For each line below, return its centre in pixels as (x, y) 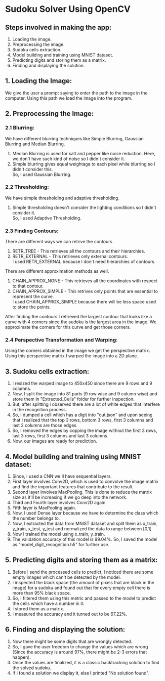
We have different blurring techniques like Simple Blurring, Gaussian (75, 138)
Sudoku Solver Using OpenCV (68, 9)
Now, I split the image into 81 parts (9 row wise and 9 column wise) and (84, 394)
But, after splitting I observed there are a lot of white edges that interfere (86, 404)
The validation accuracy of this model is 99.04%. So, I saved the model (85, 539)
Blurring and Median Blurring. (35, 144)
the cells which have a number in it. (48, 603)
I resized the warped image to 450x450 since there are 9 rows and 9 (82, 383)
